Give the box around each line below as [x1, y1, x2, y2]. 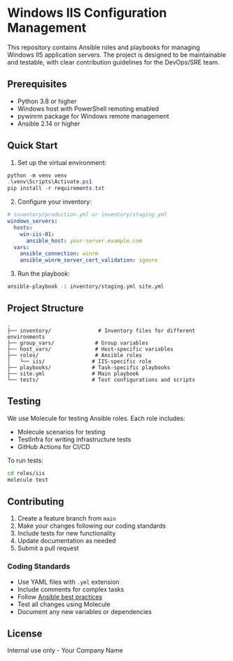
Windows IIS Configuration [7, 5, 167, 21]
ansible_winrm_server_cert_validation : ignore [20, 257, 158, 264]
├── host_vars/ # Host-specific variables [7, 345, 174, 352]
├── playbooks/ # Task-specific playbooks [7, 363, 171, 371]
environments [7, 333, 45, 340]
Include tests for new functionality [17, 529, 116, 538]
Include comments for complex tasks [17, 585, 125, 594]
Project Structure [7, 302, 84, 314]
